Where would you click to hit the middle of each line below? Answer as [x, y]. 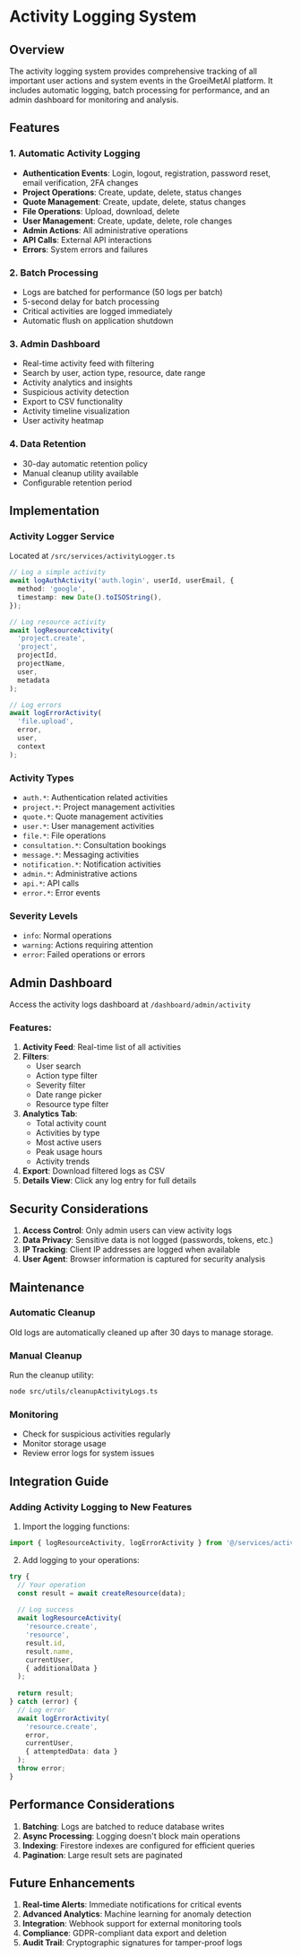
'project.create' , [52, 639]
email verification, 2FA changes [80, 182]
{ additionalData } [62, 1668]
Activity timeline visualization [76, 411]
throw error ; [42, 1769]
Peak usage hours [69, 1152]
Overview [37, 50]
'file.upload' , [46, 721]
